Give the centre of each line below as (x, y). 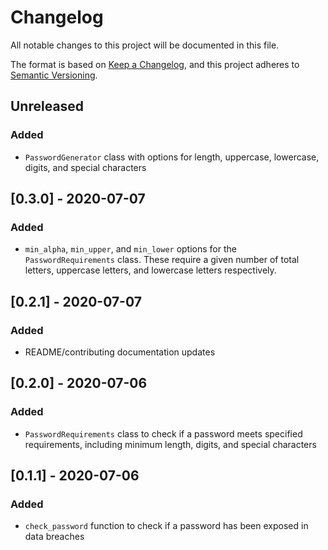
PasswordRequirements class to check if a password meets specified (163, 433)
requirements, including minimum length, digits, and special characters (170, 444)
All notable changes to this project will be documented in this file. (145, 45)
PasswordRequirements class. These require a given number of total (162, 260)
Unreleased (47, 106)
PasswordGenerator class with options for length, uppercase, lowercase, (172, 157)
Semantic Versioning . (54, 75)
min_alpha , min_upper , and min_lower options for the (130, 249)
